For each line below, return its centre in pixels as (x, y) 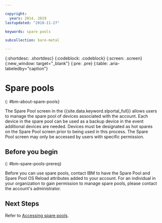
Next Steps (22, 204)
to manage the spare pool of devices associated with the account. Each (77, 116)
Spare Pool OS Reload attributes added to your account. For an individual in (81, 178)
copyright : (16, 14)
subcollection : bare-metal (32, 40)
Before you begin (32, 152)
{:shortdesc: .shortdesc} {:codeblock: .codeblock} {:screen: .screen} (74, 58)
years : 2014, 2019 (28, 18)
